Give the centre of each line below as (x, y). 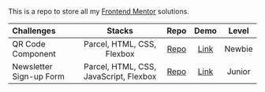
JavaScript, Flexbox (120, 76)
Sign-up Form (39, 76)
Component (34, 54)
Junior (239, 72)
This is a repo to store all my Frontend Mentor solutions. (99, 11)
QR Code (29, 44)
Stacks (120, 31)
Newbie (239, 49)
